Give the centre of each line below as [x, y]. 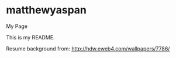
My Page [17, 26]
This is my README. [30, 37]
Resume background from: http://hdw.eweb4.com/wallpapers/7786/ [88, 48]
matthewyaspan [46, 10]
